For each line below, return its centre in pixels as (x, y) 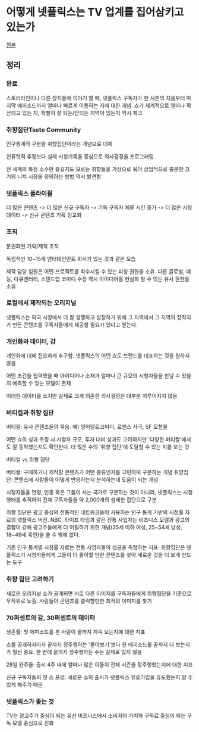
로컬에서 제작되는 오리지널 (41, 303)
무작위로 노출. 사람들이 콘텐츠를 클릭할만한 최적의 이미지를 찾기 (79, 601)
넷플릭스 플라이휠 (29, 193)
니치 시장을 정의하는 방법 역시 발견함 (59, 176)
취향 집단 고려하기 (30, 580)
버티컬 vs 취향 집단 (28, 460)
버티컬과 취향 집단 (30, 413)
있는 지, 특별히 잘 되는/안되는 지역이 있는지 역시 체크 (82, 113)
